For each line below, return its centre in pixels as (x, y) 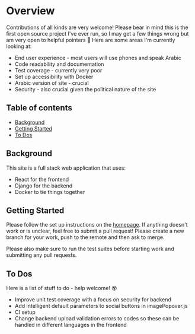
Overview (31, 11)
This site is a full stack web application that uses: (66, 168)
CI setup (25, 312)
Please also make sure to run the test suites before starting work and (90, 249)
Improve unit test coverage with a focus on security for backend (93, 300)
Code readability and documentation (59, 64)
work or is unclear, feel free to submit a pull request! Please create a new (95, 231)
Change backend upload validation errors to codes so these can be (97, 319)
